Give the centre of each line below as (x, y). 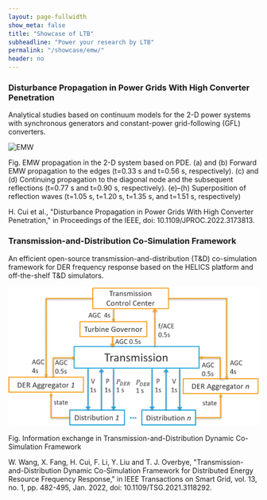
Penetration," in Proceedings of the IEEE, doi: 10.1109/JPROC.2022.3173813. (132, 221)
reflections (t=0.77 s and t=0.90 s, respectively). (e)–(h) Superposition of (127, 188)
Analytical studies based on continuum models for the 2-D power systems (130, 115)
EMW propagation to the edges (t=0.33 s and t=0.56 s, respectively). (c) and (133, 171)
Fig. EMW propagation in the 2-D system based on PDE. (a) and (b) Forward (132, 162)
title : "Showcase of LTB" (51, 33)
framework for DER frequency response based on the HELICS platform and (131, 267)
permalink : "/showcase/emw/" (56, 51)
